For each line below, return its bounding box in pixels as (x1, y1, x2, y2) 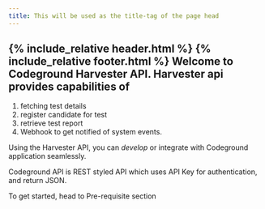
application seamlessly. (8, 151, 87, 161)
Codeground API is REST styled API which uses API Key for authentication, (8, 167, 258, 177)
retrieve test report (19, 118, 83, 128)
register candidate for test (19, 110, 108, 120)
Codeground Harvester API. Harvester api (8, 67, 224, 81)
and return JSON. (8, 176, 67, 186)
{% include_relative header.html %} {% (8, 42, 212, 56)
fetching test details (19, 101, 87, 111)
